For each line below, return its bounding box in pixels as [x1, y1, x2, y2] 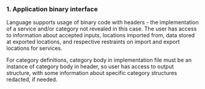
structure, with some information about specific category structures [6, 69, 177, 77]
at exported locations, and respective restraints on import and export [6, 38, 180, 46]
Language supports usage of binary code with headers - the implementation [6, 19, 199, 26]
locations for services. [6, 44, 63, 52]
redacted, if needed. [6, 76, 58, 84]
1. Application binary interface [6, 5, 98, 13]
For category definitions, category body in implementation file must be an [6, 57, 192, 64]
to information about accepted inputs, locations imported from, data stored [6, 32, 195, 39]
